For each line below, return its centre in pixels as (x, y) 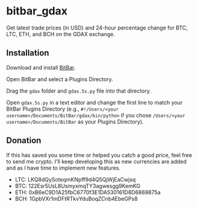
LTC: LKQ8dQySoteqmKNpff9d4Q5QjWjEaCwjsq (75, 179)
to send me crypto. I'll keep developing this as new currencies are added (97, 161)
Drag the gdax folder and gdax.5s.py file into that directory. (79, 91)
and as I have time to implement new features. (63, 168)
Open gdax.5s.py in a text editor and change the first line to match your (94, 102)
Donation (24, 140)
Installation (28, 53)
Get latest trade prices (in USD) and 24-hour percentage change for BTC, (97, 28)
